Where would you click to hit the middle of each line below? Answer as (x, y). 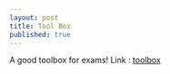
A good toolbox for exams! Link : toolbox (85, 60)
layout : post (34, 18)
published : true (40, 34)
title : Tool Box (40, 26)
